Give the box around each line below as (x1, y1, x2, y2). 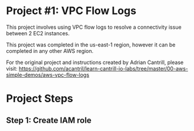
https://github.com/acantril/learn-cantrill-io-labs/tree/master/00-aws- (18, 65, 188, 72)
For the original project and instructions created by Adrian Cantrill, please (6, 59, 184, 66)
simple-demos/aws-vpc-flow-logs (6, 71, 89, 78)
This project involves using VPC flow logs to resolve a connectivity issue (6, 23, 182, 31)
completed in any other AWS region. (6, 47, 94, 54)
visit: (6, 65, 18, 72)
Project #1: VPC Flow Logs (6, 4, 136, 18)
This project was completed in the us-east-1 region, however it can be (6, 41, 176, 48)
